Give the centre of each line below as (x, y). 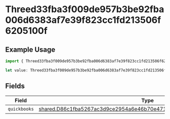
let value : (17, 70)
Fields (15, 86)
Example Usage (30, 49)
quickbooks (21, 109)
